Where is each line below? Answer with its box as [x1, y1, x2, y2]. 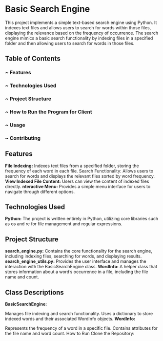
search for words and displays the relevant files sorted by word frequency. [5, 173, 155, 179]
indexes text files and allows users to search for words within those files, [5, 24, 151, 30]
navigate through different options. [5, 189, 75, 194]
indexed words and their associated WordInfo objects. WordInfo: [5, 316, 136, 322]
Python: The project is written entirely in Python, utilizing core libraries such [5, 216, 159, 222]
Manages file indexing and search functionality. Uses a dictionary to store [5, 311, 153, 317]
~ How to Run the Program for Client [5, 108, 92, 115]
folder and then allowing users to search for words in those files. [5, 40, 135, 46]
